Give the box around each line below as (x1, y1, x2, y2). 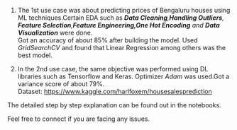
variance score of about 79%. (17, 80, 105, 88)
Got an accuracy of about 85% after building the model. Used (17, 36, 198, 45)
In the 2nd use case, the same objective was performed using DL (17, 65, 209, 73)
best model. (17, 51, 53, 59)
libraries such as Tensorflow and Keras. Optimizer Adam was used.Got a (17, 72, 230, 81)
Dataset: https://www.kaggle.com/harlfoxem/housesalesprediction (17, 88, 213, 95)
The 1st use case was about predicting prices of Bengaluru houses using (17, 6, 231, 14)
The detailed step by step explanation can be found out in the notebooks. (7, 101, 221, 109)
